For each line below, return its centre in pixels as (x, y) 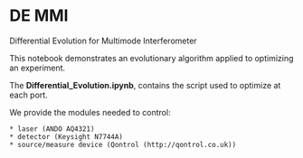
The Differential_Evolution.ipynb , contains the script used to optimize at (145, 85)
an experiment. (38, 68)
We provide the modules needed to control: (90, 112)
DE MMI (39, 16)
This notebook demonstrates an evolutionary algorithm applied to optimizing (151, 58)
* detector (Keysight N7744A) (66, 136)
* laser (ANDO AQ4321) (52, 129)
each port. (28, 95)
